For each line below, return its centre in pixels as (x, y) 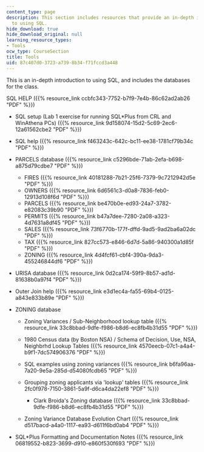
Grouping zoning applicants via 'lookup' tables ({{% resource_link (106, 382)
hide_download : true (32, 29)
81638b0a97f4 (33, 279)
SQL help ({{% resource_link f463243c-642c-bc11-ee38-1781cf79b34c (104, 141)
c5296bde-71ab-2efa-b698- (149, 159)
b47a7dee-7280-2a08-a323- (133, 216)
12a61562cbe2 (33, 129)
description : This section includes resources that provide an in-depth (100, 18)
